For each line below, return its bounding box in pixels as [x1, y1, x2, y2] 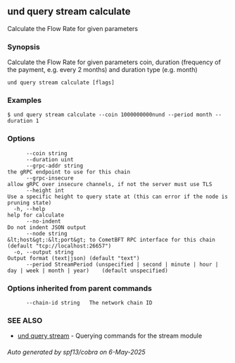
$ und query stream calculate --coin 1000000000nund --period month [7, 111, 212, 118]
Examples [7, 95, 42, 105]
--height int [25, 187, 65, 194]
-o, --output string [13, 248, 74, 256]
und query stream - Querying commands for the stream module [17, 331, 203, 340]
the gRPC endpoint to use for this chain [7, 168, 131, 176]
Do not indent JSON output [7, 223, 87, 231]
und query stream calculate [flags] [7, 79, 115, 87]
